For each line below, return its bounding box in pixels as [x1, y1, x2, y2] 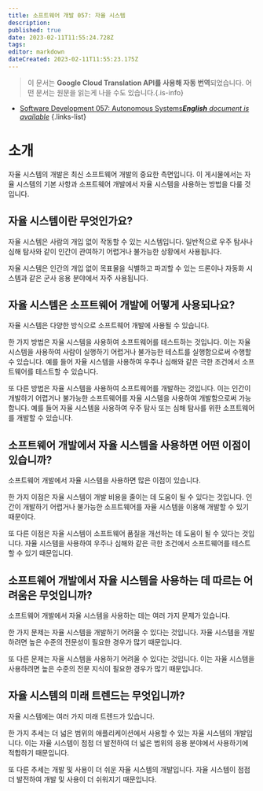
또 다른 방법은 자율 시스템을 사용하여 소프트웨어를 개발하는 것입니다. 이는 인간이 [8, 383, 251, 394]
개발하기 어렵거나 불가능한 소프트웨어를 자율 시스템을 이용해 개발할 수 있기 [22, 502, 250, 512]
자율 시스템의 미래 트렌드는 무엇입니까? [8, 689, 186, 703]
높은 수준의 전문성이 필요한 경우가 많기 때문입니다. [28, 638, 182, 647]
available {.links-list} [19, 112, 87, 121]
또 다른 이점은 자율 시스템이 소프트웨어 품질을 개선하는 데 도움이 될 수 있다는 [8, 529, 241, 538]
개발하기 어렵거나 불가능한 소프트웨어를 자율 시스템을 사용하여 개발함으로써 [8, 394, 237, 403]
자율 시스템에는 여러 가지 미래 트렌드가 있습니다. [8, 712, 155, 721]
